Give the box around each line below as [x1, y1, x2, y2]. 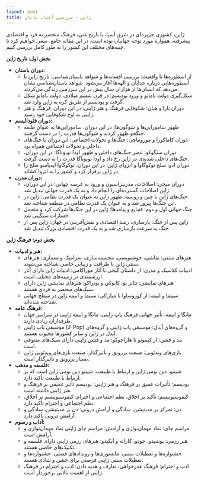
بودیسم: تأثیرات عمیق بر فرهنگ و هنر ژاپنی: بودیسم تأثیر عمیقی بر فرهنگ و [23, 380, 190, 387]
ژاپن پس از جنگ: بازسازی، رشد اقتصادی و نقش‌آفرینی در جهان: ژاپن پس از [23, 218, 189, 225]
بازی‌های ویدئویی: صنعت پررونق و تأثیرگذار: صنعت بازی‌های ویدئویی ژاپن [23, 349, 182, 356]
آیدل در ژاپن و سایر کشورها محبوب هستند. [23, 330, 117, 337]
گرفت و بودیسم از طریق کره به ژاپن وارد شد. [23, 98, 124, 105]
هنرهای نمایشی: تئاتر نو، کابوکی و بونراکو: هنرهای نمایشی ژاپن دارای [23, 279, 174, 286]
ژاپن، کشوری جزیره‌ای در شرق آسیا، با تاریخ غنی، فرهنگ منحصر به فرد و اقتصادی [6, 30, 185, 37]
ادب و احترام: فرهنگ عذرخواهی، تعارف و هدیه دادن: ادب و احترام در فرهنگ [23, 462, 189, 470]
